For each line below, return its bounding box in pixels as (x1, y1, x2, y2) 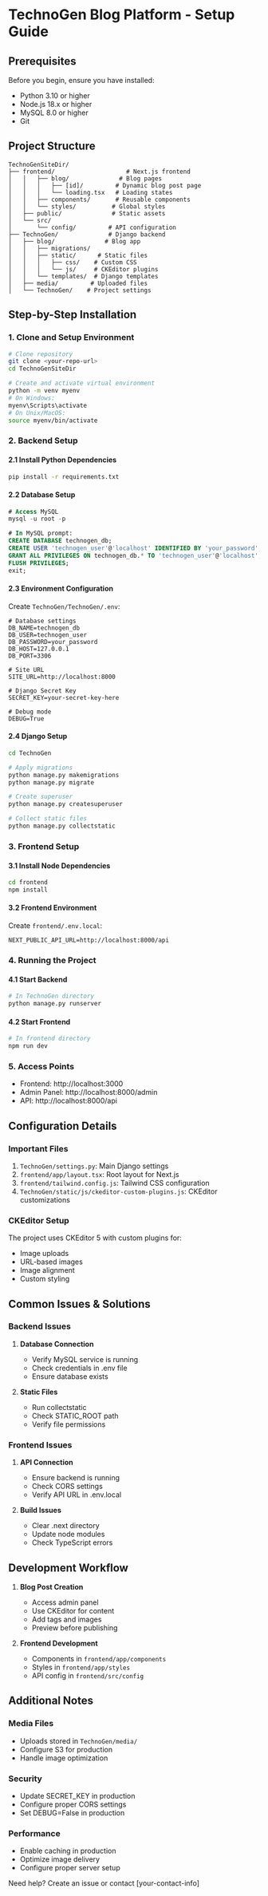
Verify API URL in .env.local (31, 1490, 122, 1499)
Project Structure (8, 140, 96, 153)
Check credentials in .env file (31, 1363, 128, 1373)
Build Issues (19, 1506, 62, 1515)
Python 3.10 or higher (19, 91, 90, 101)
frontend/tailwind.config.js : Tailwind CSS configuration (19, 1178, 210, 1187)
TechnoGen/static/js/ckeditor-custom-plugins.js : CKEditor (19, 1187, 218, 1196)
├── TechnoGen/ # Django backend (8, 230, 166, 239)
